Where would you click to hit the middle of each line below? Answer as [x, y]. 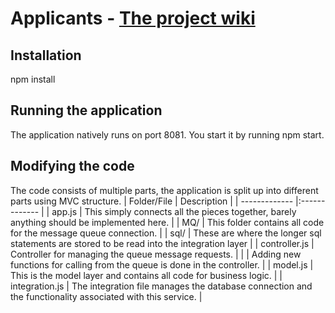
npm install [33, 79]
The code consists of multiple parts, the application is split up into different [164, 190]
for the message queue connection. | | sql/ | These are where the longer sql [166, 233]
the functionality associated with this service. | [106, 296]
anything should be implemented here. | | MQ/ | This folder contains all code [167, 222]
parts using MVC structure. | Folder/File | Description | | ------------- [152, 201]
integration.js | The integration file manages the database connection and [161, 286]
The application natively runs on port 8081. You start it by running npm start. [167, 134]
